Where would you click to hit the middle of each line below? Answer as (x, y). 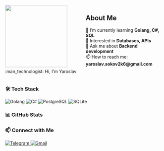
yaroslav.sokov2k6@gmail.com (119, 64)
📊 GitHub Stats (24, 115)
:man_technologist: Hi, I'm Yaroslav (41, 71)
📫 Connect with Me (29, 130)
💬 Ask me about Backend (112, 46)
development (100, 51)
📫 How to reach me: (107, 57)
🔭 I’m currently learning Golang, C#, (123, 30)
